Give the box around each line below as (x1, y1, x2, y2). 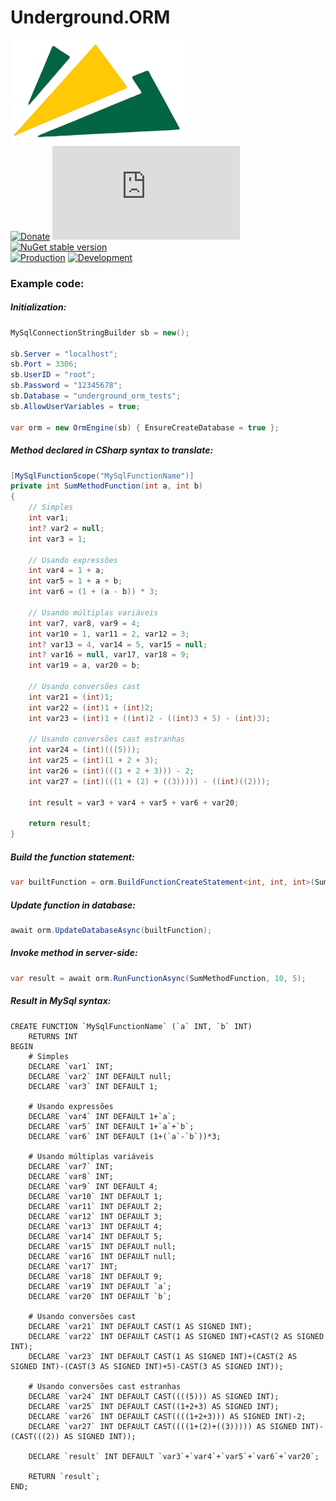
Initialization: (10, 301, 67, 313)
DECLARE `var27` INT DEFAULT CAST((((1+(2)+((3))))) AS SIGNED (28, 1421, 298, 1431)
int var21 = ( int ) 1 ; (28, 692, 114, 702)
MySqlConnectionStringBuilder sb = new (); (10, 327, 190, 338)
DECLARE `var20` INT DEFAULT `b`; (28, 1291, 172, 1301)
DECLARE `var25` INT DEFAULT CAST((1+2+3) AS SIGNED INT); (28, 1401, 280, 1411)
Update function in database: (10, 899, 137, 911)
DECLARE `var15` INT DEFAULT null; (28, 1241, 177, 1251)
